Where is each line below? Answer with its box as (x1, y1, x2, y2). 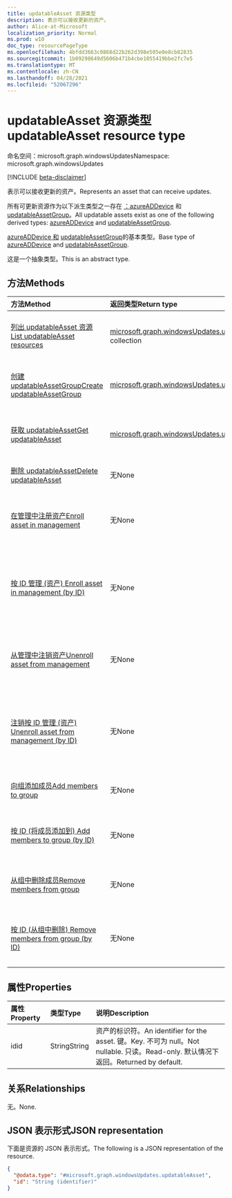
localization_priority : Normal (7, 29, 97, 37)
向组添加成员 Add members (10, 781, 98, 790)
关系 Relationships (7, 1083, 86, 1095)
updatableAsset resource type (7, 128, 186, 144)
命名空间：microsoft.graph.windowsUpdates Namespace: (7, 152, 170, 160)
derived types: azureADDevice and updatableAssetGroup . (7, 219, 172, 227)
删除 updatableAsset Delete (10, 466, 99, 475)
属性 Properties (7, 981, 72, 994)
